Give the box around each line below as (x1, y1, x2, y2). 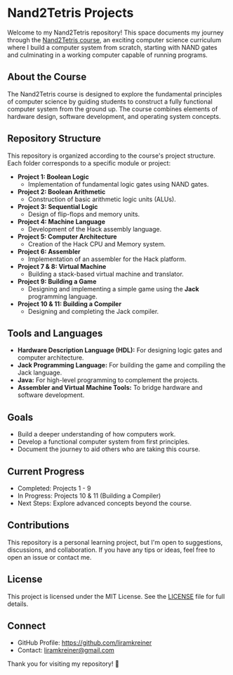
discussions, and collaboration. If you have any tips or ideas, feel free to (7, 545, 215, 554)
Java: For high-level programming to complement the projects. (17, 376, 200, 384)
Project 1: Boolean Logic (17, 172, 89, 181)
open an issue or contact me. (7, 553, 92, 561)
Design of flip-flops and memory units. (27, 210, 140, 218)
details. (7, 600, 29, 608)
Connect (7, 620, 46, 632)
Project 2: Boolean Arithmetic (17, 187, 106, 196)
